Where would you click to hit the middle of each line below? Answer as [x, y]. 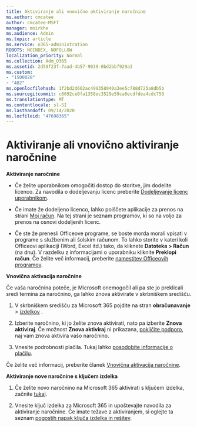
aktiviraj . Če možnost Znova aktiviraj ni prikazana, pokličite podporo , [99, 330]
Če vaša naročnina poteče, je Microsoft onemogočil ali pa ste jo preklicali [95, 288]
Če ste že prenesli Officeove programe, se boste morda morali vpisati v [101, 233]
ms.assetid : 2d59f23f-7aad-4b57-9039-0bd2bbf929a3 [69, 66]
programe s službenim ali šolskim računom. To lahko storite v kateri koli [101, 240]
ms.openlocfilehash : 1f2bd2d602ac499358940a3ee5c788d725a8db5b [85, 89]
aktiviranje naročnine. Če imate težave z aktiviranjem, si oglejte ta [94, 412]
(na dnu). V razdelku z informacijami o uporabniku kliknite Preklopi [95, 252]
